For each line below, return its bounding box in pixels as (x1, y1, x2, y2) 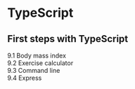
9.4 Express (7, 74, 42, 82)
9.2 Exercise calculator (7, 59, 74, 67)
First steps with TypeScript (7, 33, 129, 45)
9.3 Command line (7, 67, 60, 74)
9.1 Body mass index (7, 51, 67, 60)
